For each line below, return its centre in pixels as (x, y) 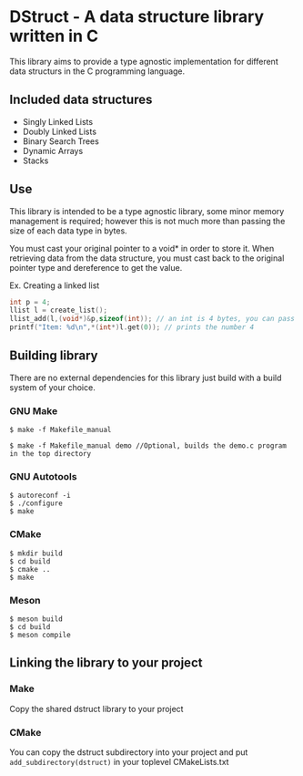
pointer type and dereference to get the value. (96, 267)
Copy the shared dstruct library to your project (96, 709)
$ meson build (36, 619)
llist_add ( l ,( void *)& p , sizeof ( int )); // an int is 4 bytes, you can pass (152, 319)
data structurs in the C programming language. (97, 71)
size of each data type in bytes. (68, 231)
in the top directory (50, 454)
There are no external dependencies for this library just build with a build (146, 378)
